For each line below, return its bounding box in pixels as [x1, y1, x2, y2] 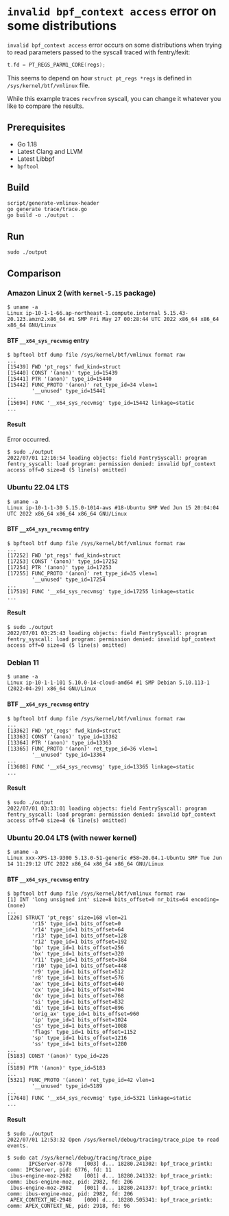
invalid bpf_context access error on [7, 3, 217, 19]
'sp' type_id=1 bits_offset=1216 [32, 1035, 128, 1041]
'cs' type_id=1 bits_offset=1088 [32, 1023, 128, 1030]
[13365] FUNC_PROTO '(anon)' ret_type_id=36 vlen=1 [7, 745, 158, 752]
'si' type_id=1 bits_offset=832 [32, 999, 125, 1006]
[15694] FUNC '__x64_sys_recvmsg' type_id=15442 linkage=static [7, 399, 195, 407]
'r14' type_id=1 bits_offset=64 [32, 927, 125, 933]
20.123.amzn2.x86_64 [7, 316, 67, 322]
